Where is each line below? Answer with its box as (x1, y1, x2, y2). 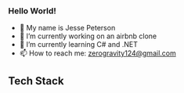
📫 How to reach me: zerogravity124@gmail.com (19, 48, 176, 58)
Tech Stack (8, 74, 64, 88)
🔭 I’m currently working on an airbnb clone (19, 31, 157, 41)
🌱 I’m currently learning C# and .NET (19, 40, 139, 49)
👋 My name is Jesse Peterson (19, 23, 116, 33)
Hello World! (8, 5, 57, 16)
